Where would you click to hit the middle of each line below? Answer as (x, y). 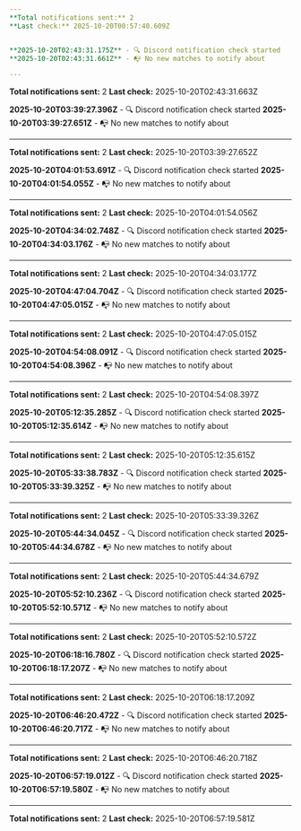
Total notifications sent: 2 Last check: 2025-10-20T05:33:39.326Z (134, 516)
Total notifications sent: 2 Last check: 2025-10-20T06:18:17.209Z (132, 697)
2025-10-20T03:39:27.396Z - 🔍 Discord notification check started (135, 109)
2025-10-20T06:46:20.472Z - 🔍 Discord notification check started (136, 715)
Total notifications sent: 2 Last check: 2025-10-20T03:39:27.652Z (133, 153)
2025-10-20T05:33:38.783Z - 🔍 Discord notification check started (135, 473)
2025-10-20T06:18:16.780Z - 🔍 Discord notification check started (134, 655)
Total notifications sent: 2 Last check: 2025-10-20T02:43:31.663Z (133, 92)
